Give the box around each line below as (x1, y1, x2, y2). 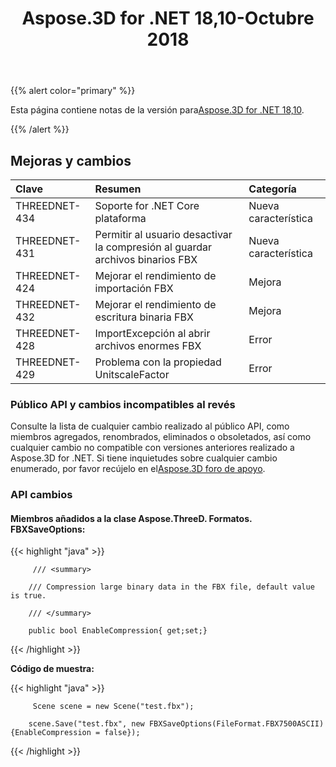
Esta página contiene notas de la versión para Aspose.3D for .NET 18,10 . (10, 104, 305, 116)
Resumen (94, 182, 142, 196)
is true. (10, 591, 47, 601)
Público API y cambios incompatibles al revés (10, 397, 236, 411)
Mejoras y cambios (10, 152, 132, 169)
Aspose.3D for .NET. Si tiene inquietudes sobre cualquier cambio (10, 452, 278, 464)
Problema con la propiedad (94, 355, 222, 369)
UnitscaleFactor (94, 368, 170, 381)
